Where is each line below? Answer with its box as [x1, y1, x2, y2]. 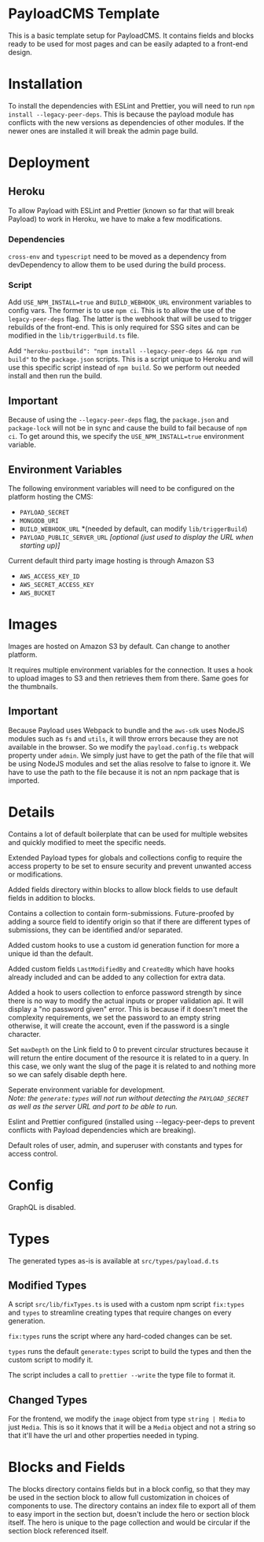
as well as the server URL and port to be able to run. [8, 1101, 178, 1111]
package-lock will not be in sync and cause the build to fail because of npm [8, 423, 247, 433]
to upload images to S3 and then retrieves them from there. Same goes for [8, 673, 249, 683]
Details [8, 803, 55, 821]
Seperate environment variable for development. [8, 1085, 165, 1094]
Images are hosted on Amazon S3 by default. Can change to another [8, 642, 230, 651]
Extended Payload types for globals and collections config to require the [8, 853, 243, 862]
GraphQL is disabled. [8, 1202, 76, 1212]
